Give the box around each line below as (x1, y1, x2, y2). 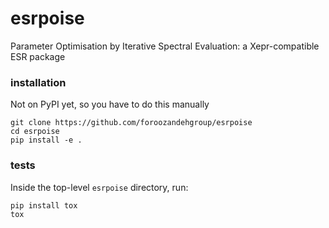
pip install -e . (10, 135, 83, 146)
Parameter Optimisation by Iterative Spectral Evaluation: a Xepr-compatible (10, 40, 320, 52)
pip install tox (10, 200, 78, 211)
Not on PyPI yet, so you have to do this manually (10, 98, 210, 111)
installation (10, 75, 67, 89)
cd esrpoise (10, 127, 60, 137)
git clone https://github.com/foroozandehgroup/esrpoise (10, 118, 253, 128)
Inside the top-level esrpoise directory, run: (10, 181, 189, 193)
